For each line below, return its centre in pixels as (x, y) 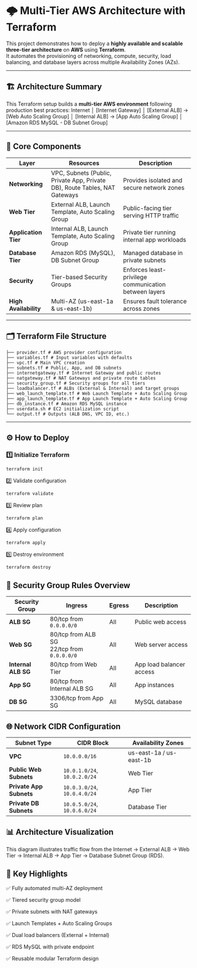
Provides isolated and (153, 180)
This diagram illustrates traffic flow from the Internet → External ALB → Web (98, 849)
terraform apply (26, 542)
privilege (135, 277)
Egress (119, 606)
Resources (84, 163)
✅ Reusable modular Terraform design (52, 958)
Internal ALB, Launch (79, 229)
